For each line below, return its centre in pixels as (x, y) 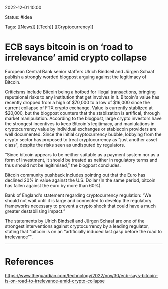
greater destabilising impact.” (35, 211)
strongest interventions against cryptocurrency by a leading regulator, (77, 226)
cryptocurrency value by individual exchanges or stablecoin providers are (81, 129)
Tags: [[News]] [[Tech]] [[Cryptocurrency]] (49, 27)
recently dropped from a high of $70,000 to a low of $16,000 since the (78, 102)
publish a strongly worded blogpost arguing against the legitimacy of (76, 77)
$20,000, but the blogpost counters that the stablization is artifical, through (83, 113)
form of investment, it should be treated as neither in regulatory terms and (81, 160)
